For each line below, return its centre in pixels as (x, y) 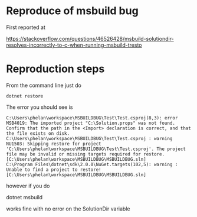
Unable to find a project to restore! (54, 170)
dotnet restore (25, 96)
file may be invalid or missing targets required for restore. (86, 154)
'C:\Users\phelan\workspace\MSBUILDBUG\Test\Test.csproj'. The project (96, 149)
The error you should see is (40, 107)
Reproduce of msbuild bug (72, 11)
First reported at (26, 27)
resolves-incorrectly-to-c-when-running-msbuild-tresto (74, 45)
